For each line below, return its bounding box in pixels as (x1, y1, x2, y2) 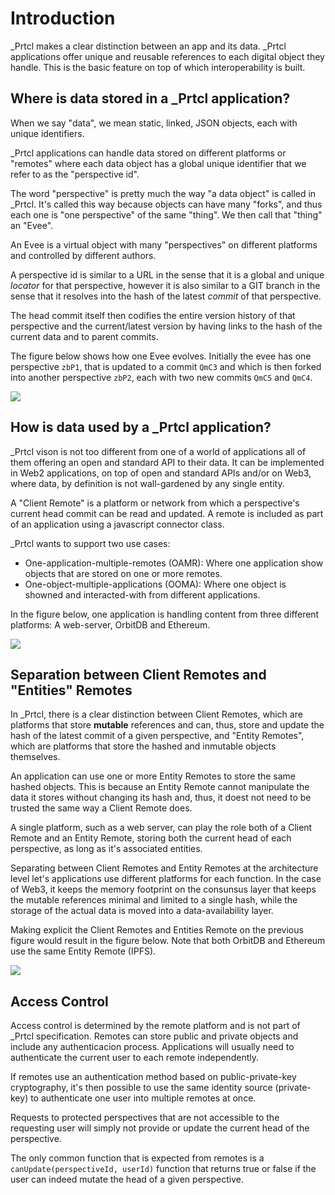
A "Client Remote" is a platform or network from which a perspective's (10, 497, 300, 509)
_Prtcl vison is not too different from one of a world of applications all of (10, 445, 307, 457)
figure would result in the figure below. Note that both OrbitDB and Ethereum (10, 935, 326, 947)
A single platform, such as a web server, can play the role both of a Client (10, 822, 313, 834)
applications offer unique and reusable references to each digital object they (10, 50, 325, 62)
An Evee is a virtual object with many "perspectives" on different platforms (10, 238, 318, 251)
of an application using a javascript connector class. (10, 518, 225, 530)
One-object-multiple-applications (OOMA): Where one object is (24, 578, 287, 590)
